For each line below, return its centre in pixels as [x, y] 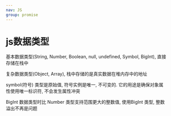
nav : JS [14, 10]
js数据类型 [28, 42]
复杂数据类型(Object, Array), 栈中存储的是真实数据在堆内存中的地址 [77, 74]
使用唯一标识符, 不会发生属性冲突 [45, 91]
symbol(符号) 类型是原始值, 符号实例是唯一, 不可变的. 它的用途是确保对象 [82, 85]
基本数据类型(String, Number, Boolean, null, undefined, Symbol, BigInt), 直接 [86, 57]
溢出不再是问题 [22, 108]
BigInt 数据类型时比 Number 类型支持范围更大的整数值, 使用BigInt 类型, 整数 [85, 102]
